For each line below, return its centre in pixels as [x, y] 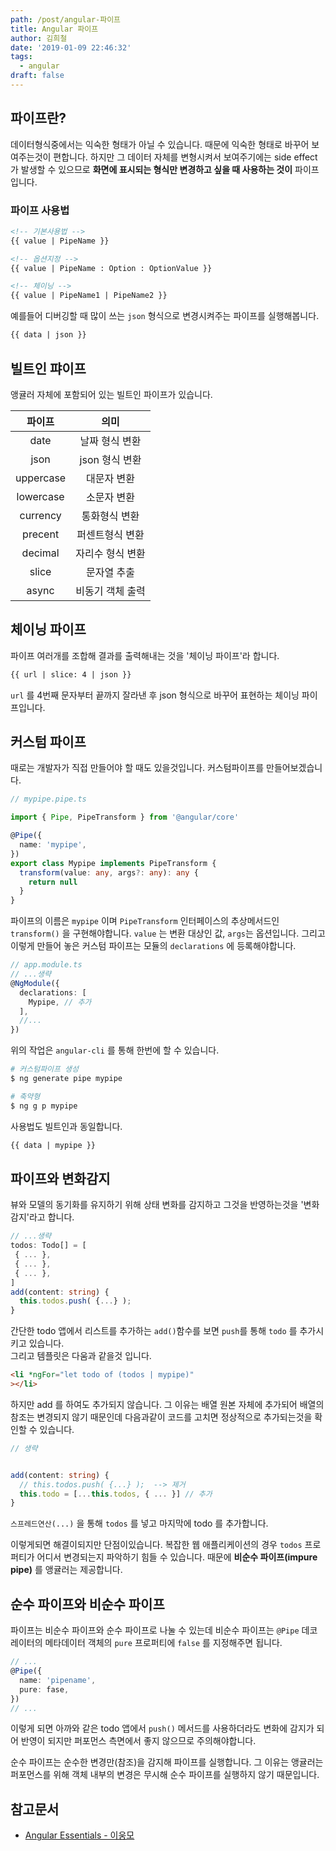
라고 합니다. [51, 1217]
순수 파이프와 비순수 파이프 [87, 1604]
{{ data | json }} [48, 335]
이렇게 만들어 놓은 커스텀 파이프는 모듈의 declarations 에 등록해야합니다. [153, 946]
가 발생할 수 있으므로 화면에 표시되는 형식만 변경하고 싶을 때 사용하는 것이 [151, 169]
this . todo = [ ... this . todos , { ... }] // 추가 [116, 1494]
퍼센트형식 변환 [110, 534]
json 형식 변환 [110, 459]
